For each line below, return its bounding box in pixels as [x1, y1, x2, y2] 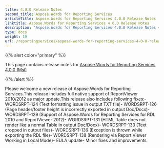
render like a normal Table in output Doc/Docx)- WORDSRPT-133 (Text [5, 122, 147, 128]
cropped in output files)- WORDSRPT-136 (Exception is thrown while [5, 127, 143, 133]
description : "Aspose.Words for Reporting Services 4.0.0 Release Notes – [5, 25, 161, 30]
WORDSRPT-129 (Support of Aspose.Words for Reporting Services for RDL [5, 111, 156, 117]
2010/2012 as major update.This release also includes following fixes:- [5, 96, 146, 102]
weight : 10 [5, 35, 27, 39]
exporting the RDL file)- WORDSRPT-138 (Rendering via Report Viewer [5, 132, 147, 138]
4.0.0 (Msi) [5, 67, 27, 73]
